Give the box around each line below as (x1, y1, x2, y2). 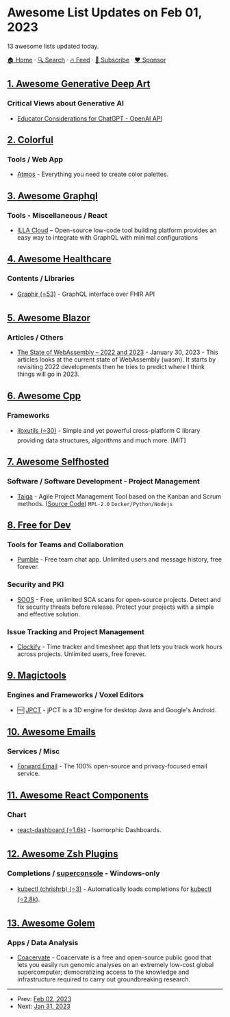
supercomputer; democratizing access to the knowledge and (16, 968, 190, 977)
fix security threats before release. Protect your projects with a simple (16, 603, 214, 611)
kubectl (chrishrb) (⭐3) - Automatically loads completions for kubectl (16, 885, 212, 893)
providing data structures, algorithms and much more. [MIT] (16, 436, 186, 444)
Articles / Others (7, 333, 64, 342)
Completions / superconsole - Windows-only (7, 868, 160, 878)
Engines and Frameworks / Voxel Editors (7, 690, 144, 700)
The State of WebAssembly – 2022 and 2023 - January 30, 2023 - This (16, 348, 219, 357)
